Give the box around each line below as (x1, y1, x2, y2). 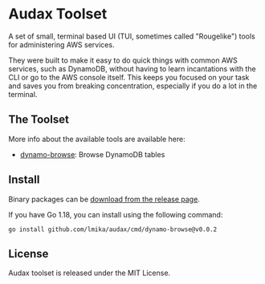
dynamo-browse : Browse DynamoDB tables (19, 149, 165, 159)
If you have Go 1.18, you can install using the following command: (8, 209, 223, 219)
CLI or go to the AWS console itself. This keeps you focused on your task (8, 72, 250, 82)
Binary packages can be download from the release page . (8, 194, 201, 204)
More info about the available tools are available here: (8, 134, 186, 144)
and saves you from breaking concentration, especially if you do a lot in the (8, 81, 258, 91)
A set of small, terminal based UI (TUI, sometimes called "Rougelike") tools (8, 31, 255, 41)
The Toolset (8, 113, 70, 127)
